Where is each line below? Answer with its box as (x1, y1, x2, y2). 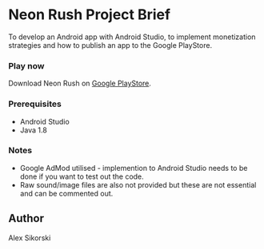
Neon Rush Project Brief (8, 6, 170, 24)
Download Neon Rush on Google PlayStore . (8, 78, 152, 89)
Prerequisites (8, 98, 62, 109)
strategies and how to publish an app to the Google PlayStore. (8, 40, 213, 49)
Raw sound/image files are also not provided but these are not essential (19, 180, 257, 189)
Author (8, 211, 44, 225)
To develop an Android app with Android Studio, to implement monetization (8, 32, 256, 41)
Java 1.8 (19, 125, 48, 135)
